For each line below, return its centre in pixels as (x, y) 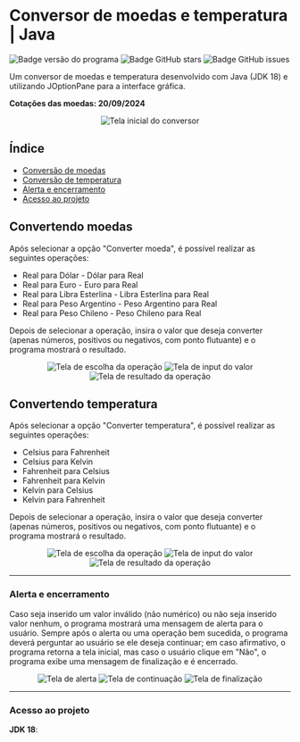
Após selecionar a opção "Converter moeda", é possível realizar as (133, 248)
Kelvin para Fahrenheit (63, 500)
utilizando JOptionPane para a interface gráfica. (97, 86)
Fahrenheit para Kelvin (63, 481)
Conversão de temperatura (72, 179)
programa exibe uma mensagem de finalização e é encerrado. (124, 661)
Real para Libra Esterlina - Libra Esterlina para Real (116, 294)
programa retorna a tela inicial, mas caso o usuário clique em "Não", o (138, 652)
